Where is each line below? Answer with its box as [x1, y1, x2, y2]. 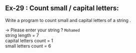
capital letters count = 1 [5, 37, 53, 43]
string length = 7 [5, 32, 39, 38]
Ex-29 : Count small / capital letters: [5, 4, 119, 12]
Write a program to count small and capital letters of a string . [5, 17, 131, 23]
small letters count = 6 [5, 42, 51, 49]
